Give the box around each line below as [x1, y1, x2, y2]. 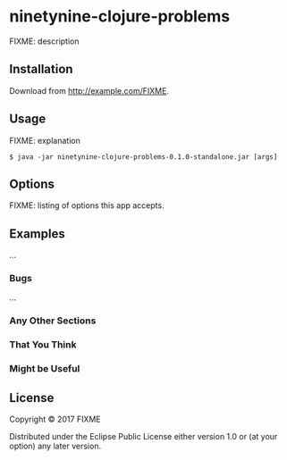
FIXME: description [9, 36, 80, 46]
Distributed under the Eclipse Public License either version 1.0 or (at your [9, 431, 278, 442]
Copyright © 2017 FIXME [9, 414, 101, 425]
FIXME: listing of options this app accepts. [9, 200, 165, 211]
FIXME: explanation [9, 135, 80, 146]
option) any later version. [9, 440, 101, 452]
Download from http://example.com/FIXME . [9, 85, 170, 96]
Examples [9, 226, 65, 241]
